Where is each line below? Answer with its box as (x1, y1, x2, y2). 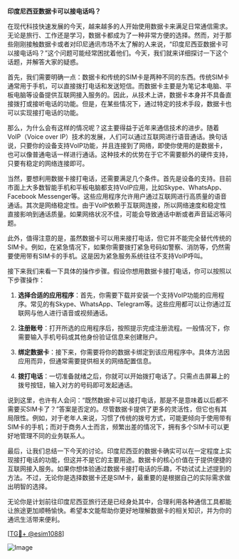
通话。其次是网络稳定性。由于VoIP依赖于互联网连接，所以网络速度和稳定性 (7, 201, 227, 209)
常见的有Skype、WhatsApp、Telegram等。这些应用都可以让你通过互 (30, 300, 232, 308)
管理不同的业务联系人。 (19, 432, 89, 440)
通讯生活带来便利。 (7, 516, 64, 523)
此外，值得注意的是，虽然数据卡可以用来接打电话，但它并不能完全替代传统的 (7, 234, 232, 242)
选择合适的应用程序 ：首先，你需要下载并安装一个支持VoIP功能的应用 (17, 291, 218, 299)
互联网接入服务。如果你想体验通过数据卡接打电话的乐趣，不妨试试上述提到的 (7, 464, 232, 473)
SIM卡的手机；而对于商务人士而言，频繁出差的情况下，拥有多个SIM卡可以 (7, 423, 223, 431)
